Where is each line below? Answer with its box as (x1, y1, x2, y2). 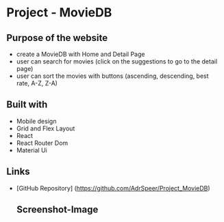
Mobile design (16, 117, 57, 125)
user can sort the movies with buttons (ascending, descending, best (16, 72, 210, 80)
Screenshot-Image (16, 204, 99, 216)
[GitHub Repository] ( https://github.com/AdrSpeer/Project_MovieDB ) (16, 184, 210, 192)
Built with (6, 99, 48, 111)
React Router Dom (16, 139, 69, 147)
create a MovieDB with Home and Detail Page (16, 50, 145, 58)
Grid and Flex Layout (16, 124, 75, 133)
